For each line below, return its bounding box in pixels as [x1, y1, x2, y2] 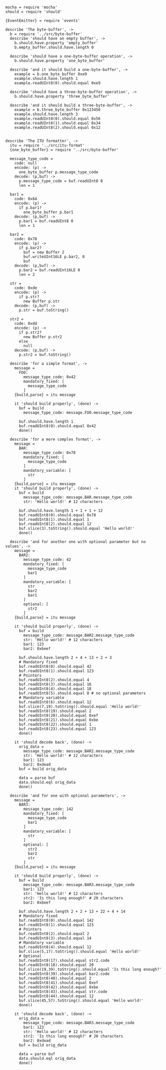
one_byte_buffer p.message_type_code [18, 170, 99, 175]
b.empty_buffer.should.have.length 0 [14, 45, 94, 50]
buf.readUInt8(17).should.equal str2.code [18, 958, 110, 963]
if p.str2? [18, 330, 42, 335]
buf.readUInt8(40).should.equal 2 [18, 976, 92, 981]
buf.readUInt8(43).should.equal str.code [18, 989, 108, 994]
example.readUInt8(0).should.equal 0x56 [14, 116, 101, 121]
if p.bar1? [18, 205, 42, 210]
